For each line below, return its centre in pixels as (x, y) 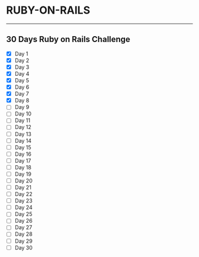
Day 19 (23, 174)
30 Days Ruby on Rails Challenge (68, 39)
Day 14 (23, 140)
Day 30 (23, 248)
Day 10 (23, 114)
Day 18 (23, 167)
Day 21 (23, 187)
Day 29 (23, 241)
